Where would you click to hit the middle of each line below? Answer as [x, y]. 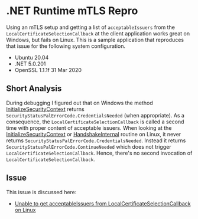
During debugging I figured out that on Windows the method [79, 103]
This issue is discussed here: [41, 192]
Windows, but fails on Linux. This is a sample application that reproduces [95, 40]
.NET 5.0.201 [30, 64]
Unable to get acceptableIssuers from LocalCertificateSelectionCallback [103, 203]
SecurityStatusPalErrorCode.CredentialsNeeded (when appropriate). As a [95, 115]
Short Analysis [34, 89]
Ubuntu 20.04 [32, 57]
